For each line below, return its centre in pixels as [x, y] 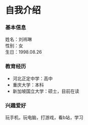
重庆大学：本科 [28, 85]
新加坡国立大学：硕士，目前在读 [46, 91]
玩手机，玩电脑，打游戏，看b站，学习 [44, 117]
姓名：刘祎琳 [18, 39]
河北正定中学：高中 [33, 78]
